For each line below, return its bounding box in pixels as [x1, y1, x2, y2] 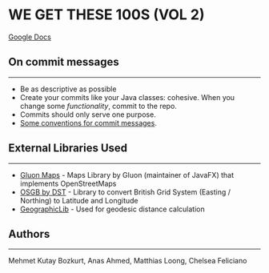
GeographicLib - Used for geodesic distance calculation [19, 204, 206, 214]
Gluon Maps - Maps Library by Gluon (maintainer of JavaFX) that [19, 170, 235, 179]
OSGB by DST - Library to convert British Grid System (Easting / [19, 187, 231, 197]
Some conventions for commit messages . [19, 118, 158, 127]
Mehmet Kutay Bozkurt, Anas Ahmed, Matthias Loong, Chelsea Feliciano [8, 256, 247, 266]
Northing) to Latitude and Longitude [19, 195, 139, 205]
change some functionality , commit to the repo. [19, 101, 178, 110]
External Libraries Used [8, 142, 128, 155]
